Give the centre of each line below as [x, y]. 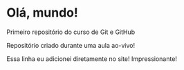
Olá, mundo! [43, 13]
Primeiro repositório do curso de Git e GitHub [71, 32]
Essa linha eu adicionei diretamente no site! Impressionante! [92, 59]
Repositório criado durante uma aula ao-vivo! [71, 45]
